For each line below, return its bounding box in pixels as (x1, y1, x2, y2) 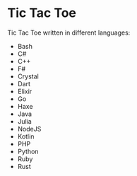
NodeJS (17, 124, 42, 133)
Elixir (17, 87, 32, 95)
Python (17, 147, 39, 156)
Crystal (17, 72, 39, 81)
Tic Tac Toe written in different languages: (7, 28, 131, 37)
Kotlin (17, 132, 35, 141)
